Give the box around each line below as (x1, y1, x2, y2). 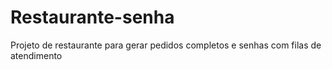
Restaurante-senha (10, 6, 175, 29)
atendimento (10, 49, 63, 61)
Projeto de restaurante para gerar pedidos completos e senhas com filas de (10, 39, 322, 51)
